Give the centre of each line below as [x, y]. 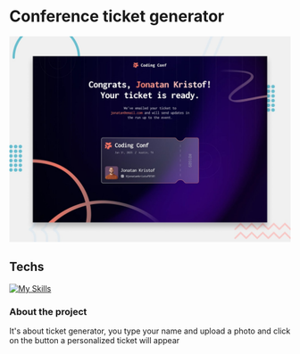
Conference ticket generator [117, 16]
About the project [48, 311]
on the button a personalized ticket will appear [95, 341]
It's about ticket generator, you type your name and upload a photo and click [150, 331]
